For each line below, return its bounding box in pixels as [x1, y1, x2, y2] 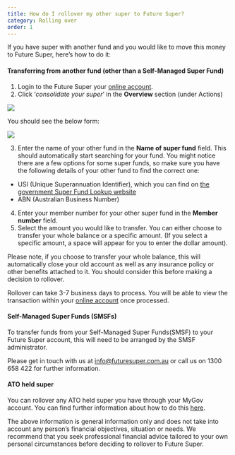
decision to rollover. [7, 275, 65, 283]
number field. [17, 216, 58, 225]
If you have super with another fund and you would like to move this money [7, 43, 226, 52]
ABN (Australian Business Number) [17, 195, 120, 203]
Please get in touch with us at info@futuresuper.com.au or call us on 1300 [7, 356, 222, 365]
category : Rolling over [7, 17, 78, 24]
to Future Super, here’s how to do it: [7, 50, 111, 59]
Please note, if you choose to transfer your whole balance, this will [7, 252, 201, 261]
